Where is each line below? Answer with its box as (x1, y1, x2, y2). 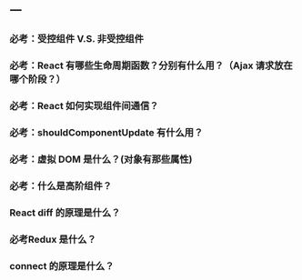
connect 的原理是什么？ (9, 259, 115, 272)
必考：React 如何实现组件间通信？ (9, 100, 159, 113)
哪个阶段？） (9, 73, 66, 85)
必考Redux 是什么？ (9, 233, 97, 245)
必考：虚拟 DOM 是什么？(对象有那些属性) (9, 153, 193, 165)
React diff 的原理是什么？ (9, 206, 121, 219)
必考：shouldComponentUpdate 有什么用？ (9, 126, 204, 139)
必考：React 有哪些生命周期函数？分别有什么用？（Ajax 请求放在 (9, 59, 293, 72)
